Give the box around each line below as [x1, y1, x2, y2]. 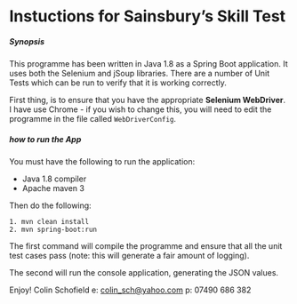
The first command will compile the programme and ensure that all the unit [9, 241, 283, 252]
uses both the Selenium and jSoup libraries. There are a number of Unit [9, 68, 270, 79]
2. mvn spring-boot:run [9, 225, 98, 235]
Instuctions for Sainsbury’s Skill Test [9, 6, 286, 27]
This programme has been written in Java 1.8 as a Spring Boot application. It [9, 59, 288, 69]
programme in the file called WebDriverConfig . [9, 114, 176, 124]
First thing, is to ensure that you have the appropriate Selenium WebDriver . [9, 95, 286, 106]
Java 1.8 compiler [21, 173, 87, 184]
